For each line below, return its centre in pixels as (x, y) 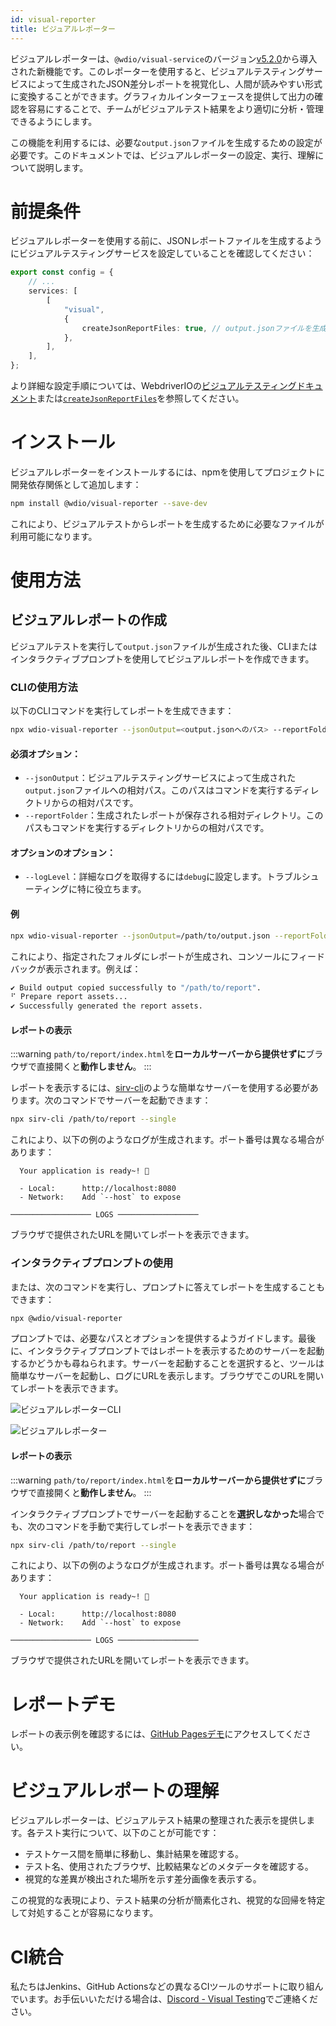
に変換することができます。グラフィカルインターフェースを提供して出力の (162, 96)
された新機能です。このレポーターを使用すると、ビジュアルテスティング (158, 71)
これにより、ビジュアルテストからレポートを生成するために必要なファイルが (167, 523)
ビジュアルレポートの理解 (115, 1790)
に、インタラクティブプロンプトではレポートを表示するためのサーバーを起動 (167, 1351)
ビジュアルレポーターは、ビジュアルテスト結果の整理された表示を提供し (158, 1820)
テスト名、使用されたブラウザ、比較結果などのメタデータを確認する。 (169, 1867)
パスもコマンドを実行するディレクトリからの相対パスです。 (147, 828)
